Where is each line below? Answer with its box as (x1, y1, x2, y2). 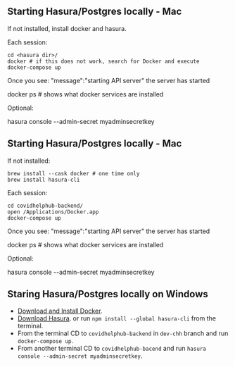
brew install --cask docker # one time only (7, 170, 140, 177)
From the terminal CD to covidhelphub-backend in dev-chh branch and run (17, 329, 229, 337)
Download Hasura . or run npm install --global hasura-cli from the (17, 314, 217, 323)
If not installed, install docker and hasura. (7, 24, 127, 32)
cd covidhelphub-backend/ (7, 202, 83, 209)
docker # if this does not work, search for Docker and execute (7, 58, 200, 65)
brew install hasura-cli (7, 176, 80, 183)
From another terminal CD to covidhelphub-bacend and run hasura (17, 344, 206, 353)
